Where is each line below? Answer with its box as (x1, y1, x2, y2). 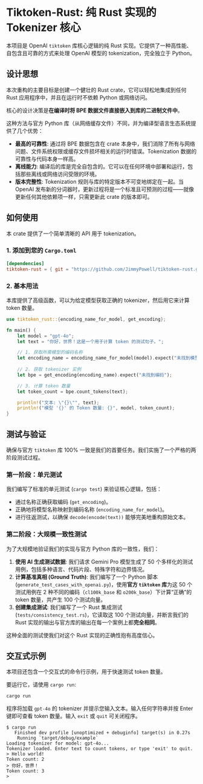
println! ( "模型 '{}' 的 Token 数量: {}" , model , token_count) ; (17, 405, 175, 411)
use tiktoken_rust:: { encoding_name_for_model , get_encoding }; (6, 316, 166, 322)
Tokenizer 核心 (6, 21, 82, 35)
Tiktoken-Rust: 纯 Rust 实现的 (6, 5, 157, 19)
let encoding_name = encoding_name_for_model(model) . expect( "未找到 (17, 355, 190, 361)
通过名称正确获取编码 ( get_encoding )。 (14, 498, 112, 506)
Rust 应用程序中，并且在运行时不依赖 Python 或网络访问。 (6, 93, 151, 101)
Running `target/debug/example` (17, 735, 98, 742)
